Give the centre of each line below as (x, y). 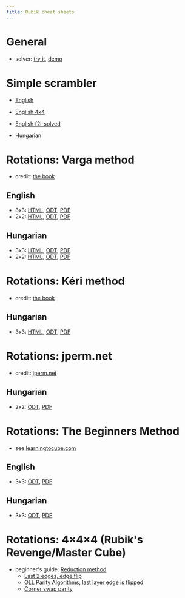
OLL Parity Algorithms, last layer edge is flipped (84, 582)
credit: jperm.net (36, 373)
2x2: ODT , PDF (34, 406)
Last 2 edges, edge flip (53, 576)
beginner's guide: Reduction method (61, 569)
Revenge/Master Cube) (66, 553)
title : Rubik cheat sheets (40, 12)
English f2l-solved (38, 123)
